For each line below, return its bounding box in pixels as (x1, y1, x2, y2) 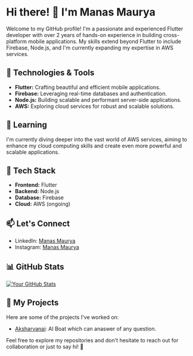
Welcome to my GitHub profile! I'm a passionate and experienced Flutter (6, 25, 183, 32)
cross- (163, 31, 180, 38)
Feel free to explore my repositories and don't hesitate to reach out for (6, 336, 179, 343)
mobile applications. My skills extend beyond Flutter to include (27, 38, 182, 45)
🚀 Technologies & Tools (6, 68, 95, 78)
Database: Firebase (14, 194, 64, 202)
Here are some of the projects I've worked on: (6, 313, 119, 321)
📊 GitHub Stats (6, 262, 64, 272)
